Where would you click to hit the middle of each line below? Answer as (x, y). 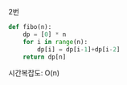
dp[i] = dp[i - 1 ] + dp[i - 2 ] (79, 49)
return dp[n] (45, 57)
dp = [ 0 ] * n (45, 34)
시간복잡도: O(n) (34, 73)
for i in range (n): (55, 42)
